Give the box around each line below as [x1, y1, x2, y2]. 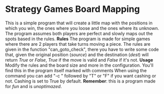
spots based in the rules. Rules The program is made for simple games [5, 36, 151, 42]
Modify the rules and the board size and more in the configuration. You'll [5, 62, 154, 68]
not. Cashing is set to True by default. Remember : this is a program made [5, 78, 156, 84]
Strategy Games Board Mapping [5, 3, 140, 15]
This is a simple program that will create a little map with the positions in [5, 20, 153, 26]
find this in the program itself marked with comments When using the [5, 67, 147, 73]
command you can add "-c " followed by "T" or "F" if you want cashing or [5, 73, 157, 79]
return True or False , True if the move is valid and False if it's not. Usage [5, 57, 153, 63]
